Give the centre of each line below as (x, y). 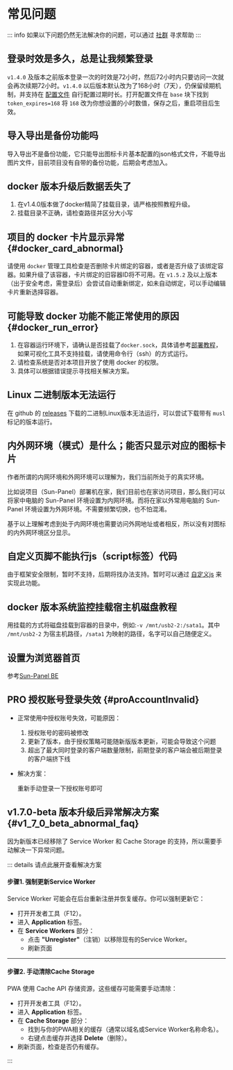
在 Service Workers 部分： (56, 930)
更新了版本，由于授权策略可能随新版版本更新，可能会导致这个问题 (122, 741)
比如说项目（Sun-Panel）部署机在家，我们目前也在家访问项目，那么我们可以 (116, 491)
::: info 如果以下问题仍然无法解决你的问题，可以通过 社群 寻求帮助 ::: (104, 35)
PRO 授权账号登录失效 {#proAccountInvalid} (103, 700)
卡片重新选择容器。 (35, 292)
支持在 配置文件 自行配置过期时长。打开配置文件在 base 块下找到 (117, 94)
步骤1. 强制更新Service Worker (51, 882)
